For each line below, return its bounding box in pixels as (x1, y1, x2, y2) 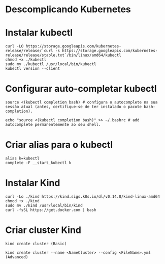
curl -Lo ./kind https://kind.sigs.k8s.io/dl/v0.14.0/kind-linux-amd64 (5, 194, 160, 199)
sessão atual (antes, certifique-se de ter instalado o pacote (5, 104, 142, 110)
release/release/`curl (5, 48, 53, 54)
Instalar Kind (5, 177, 60, 189)
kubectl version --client (5, 66, 60, 71)
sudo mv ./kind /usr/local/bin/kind (5, 203, 83, 208)
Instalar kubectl (5, 27, 73, 39)
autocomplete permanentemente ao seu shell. (5, 122, 101, 127)
